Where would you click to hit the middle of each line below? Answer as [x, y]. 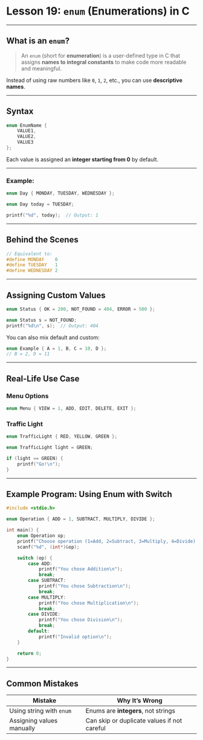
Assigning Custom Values [56, 295]
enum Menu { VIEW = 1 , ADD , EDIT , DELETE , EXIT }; [71, 408]
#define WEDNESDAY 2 [32, 271]
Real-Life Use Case [43, 378]
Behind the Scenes [42, 240]
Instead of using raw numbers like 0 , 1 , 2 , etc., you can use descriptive [95, 80]
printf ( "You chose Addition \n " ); [80, 569]
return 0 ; [30, 653]
